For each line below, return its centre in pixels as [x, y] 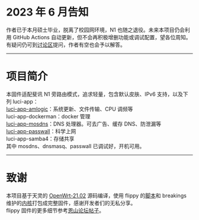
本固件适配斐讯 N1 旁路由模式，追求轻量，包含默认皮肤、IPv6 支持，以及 [95, 94]
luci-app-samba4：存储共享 [41, 139]
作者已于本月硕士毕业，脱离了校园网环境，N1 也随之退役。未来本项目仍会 [96, 30]
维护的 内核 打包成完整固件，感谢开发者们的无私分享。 [71, 203]
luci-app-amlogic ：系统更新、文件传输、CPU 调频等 [70, 109]
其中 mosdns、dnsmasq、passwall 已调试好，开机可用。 [76, 146]
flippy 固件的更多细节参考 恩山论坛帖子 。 [55, 210]
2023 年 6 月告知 [47, 12]
